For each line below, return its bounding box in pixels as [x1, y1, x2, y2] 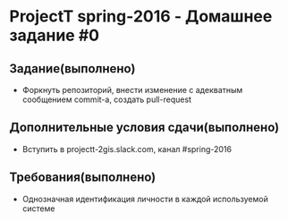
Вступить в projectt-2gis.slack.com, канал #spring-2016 [21, 143, 233, 154]
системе [21, 203, 55, 214]
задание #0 [9, 25, 100, 46]
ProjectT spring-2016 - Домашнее [9, 6, 273, 27]
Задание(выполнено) [9, 61, 136, 76]
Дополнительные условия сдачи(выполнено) [9, 120, 280, 135]
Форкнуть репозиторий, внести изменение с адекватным [21, 85, 243, 95]
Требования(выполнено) [9, 170, 157, 185]
